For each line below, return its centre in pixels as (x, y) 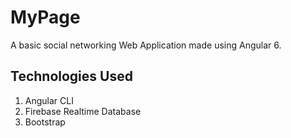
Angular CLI (49, 100)
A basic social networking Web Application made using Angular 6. (146, 45)
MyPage (45, 17)
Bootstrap (45, 122)
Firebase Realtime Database (83, 111)
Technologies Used (71, 76)
